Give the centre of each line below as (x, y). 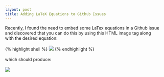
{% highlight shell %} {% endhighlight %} (50, 49)
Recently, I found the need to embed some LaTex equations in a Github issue (82, 28)
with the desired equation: (31, 38)
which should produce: (28, 59)
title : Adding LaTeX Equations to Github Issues (56, 14)
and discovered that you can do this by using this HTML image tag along (78, 33)
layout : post (18, 9)
